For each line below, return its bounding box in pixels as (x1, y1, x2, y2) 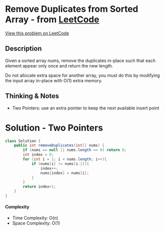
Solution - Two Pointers (5, 122, 103, 133)
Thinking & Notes (5, 92, 59, 100)
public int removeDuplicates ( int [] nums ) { (14, 143, 105, 148)
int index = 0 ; (23, 152, 54, 157)
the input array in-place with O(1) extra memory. (5, 77, 102, 83)
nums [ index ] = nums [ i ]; (40, 170, 90, 175)
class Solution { (5, 138, 41, 143)
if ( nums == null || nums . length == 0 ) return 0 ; (23, 148, 127, 153)
